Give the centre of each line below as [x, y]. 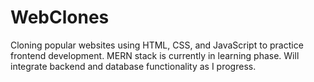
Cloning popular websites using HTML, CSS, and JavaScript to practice [157, 45]
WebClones [60, 17]
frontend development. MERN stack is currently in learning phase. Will [155, 55]
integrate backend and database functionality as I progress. [133, 66]
